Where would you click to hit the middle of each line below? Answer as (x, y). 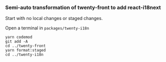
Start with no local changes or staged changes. (54, 18)
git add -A (17, 41)
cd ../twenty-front (26, 46)
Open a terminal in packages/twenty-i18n (47, 28)
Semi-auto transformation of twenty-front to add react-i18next (83, 7)
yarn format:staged (26, 50)
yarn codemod (19, 37)
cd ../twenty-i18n (24, 55)
